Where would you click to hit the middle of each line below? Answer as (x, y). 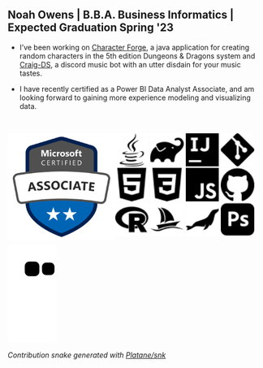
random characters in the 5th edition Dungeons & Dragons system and (137, 56)
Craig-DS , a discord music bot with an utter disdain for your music (130, 64)
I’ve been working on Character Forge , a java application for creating (134, 47)
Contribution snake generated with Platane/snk (87, 355)
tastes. (30, 73)
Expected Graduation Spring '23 (91, 28)
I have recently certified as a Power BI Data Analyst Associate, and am (137, 89)
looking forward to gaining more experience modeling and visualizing (135, 97)
